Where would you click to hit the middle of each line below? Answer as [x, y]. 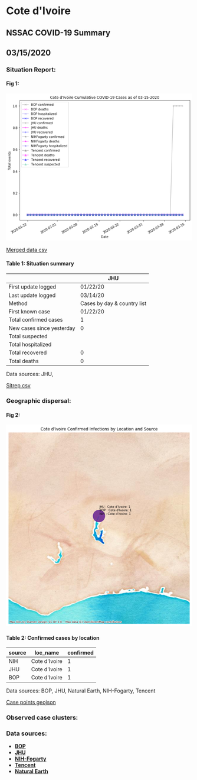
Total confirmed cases [36, 320]
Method [18, 303]
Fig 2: [13, 415]
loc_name [47, 652]
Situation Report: [31, 69]
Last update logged [32, 295]
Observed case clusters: [42, 717]
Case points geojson [31, 702]
